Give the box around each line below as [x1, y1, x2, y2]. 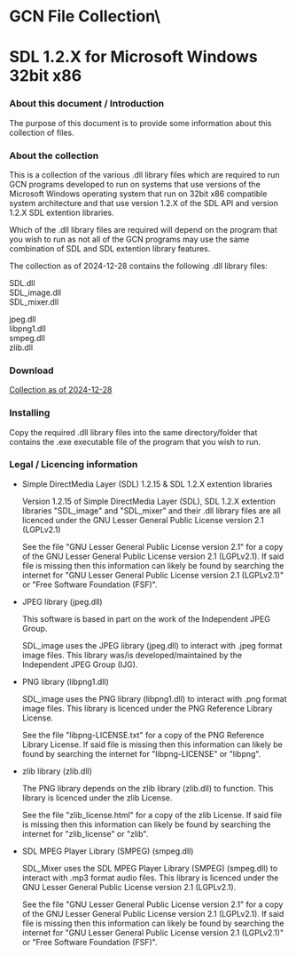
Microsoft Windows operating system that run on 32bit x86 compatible [9, 188, 268, 199]
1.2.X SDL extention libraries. [9, 207, 114, 218]
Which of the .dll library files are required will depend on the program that [9, 224, 277, 235]
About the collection [9, 149, 99, 162]
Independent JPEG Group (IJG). [21, 659, 138, 670]
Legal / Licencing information [9, 458, 138, 471]
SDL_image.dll [9, 287, 62, 298]
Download [9, 364, 55, 377]
